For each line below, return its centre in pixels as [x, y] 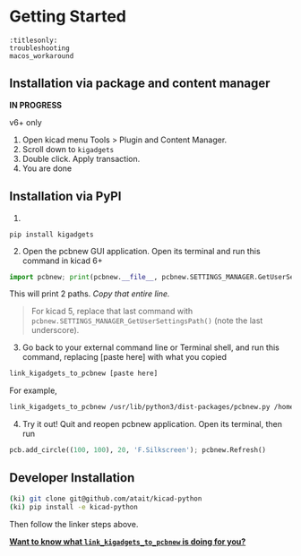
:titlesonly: [34, 40]
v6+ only [26, 122]
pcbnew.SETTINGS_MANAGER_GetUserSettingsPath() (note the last [147, 321]
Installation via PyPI [65, 197]
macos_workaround [42, 56]
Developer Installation [72, 478]
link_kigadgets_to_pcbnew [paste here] [84, 373]
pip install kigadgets [52, 235]
